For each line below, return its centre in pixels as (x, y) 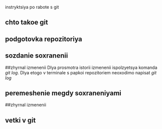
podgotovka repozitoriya (44, 39)
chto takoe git (27, 22)
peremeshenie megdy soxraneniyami (63, 93)
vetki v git (20, 120)
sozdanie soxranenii (37, 56)
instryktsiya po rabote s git (32, 7)
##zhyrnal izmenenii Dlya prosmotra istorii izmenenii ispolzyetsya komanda (81, 67)
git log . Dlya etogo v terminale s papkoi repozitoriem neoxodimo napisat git (81, 72)
